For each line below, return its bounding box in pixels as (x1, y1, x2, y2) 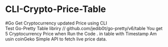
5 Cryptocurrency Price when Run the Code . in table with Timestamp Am (5, 30, 157, 36)
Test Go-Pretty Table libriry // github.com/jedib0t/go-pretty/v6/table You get (5, 25, 163, 31)
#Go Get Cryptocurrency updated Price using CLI (5, 20, 107, 26)
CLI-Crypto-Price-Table (5, 3, 106, 15)
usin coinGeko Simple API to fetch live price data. (5, 36, 107, 42)
